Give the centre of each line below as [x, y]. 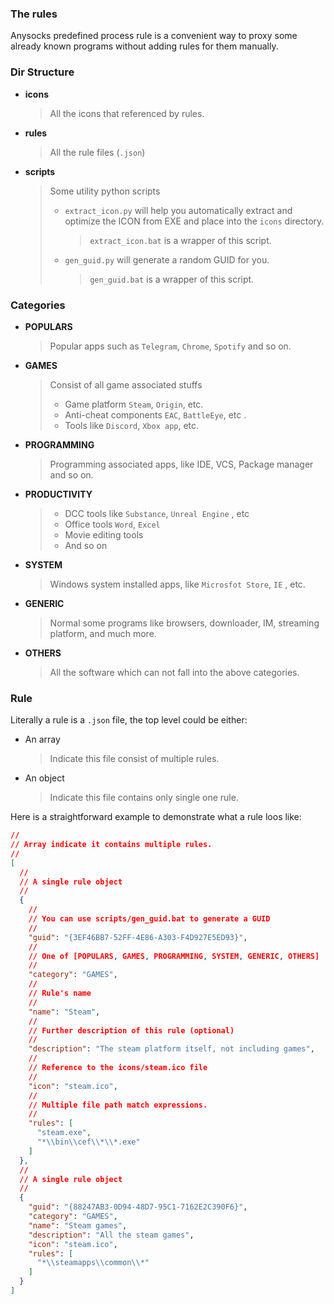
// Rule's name [60, 993]
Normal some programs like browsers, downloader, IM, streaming [184, 623]
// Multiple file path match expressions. [118, 1105]
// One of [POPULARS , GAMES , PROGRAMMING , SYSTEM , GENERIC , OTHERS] [174, 956]
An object [44, 778]
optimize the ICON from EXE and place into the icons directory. [194, 221]
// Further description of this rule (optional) [131, 1030]
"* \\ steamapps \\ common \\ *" [93, 1263]
